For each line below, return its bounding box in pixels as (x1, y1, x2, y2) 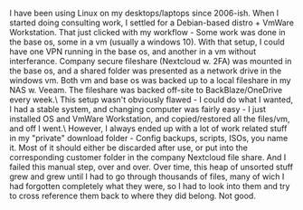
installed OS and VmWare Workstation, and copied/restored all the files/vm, (9, 113, 290, 124)
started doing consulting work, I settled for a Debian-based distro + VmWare (9, 17, 295, 28)
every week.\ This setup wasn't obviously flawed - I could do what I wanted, (9, 94, 294, 105)
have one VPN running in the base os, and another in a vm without (9, 46, 256, 57)
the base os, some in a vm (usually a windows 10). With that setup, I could (9, 36, 285, 47)
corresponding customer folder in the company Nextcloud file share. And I (9, 152, 287, 162)
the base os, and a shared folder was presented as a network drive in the (9, 65, 282, 76)
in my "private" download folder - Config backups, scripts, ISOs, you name (9, 133, 289, 143)
